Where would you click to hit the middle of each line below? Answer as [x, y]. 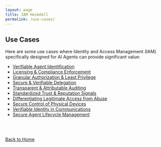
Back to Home [20, 139]
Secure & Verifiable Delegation [44, 83]
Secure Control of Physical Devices [49, 104]
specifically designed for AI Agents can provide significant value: [73, 57]
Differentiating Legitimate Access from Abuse [60, 99]
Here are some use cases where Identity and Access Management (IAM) [81, 52]
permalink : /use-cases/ [30, 19]
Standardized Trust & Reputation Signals [55, 93]
